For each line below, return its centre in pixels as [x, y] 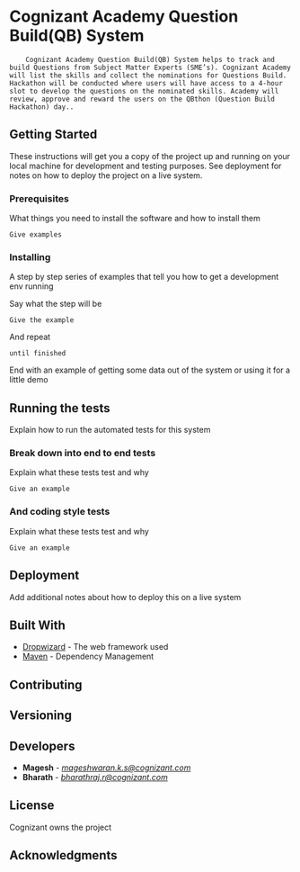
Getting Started [53, 135]
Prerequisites [39, 198]
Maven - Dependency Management [88, 656]
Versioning [40, 716]
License [32, 806]
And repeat [30, 337]
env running [31, 286]
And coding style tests [60, 512]
